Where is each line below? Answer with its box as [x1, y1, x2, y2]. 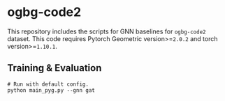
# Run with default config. [7, 81, 89, 88]
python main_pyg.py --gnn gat [7, 86, 96, 94]
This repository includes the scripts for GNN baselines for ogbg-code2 [7, 27, 206, 36]
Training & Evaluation [7, 62, 102, 74]
